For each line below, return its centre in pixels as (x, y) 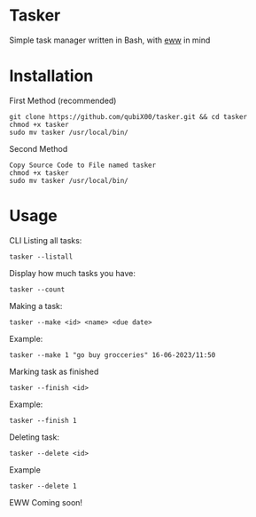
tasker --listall (41, 257)
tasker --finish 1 (43, 420)
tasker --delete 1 (43, 486)
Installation (51, 76)
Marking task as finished (54, 371)
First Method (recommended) (63, 100)
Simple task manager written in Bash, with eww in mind (110, 40)
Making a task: (36, 306)
